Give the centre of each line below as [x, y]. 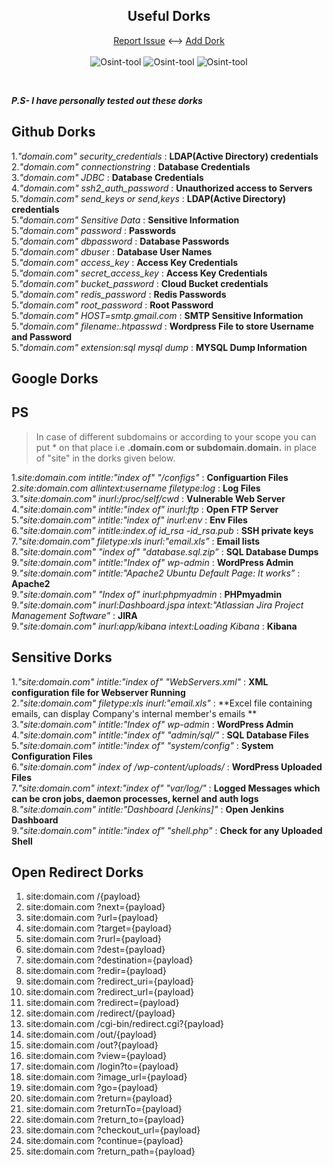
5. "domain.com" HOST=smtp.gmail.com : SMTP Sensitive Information [157, 315]
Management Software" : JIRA [74, 615]
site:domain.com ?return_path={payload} [110, 1151]
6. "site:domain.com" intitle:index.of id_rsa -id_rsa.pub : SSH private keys [162, 530]
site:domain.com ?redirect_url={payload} [110, 992]
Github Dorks [53, 132]
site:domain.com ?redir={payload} [96, 971]
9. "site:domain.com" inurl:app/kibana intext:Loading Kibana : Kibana [154, 626]
